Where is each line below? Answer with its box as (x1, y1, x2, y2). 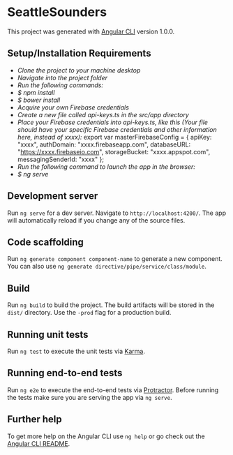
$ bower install (17, 96, 61, 104)
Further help (7, 413, 63, 426)
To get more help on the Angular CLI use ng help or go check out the (7, 432, 205, 440)
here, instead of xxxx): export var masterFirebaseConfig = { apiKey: (17, 133, 212, 141)
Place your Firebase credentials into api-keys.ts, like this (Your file (17, 118, 208, 126)
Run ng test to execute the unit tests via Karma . (7, 347, 145, 355)
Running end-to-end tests (7, 367, 123, 379)
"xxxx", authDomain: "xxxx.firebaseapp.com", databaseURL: (17, 140, 191, 149)
